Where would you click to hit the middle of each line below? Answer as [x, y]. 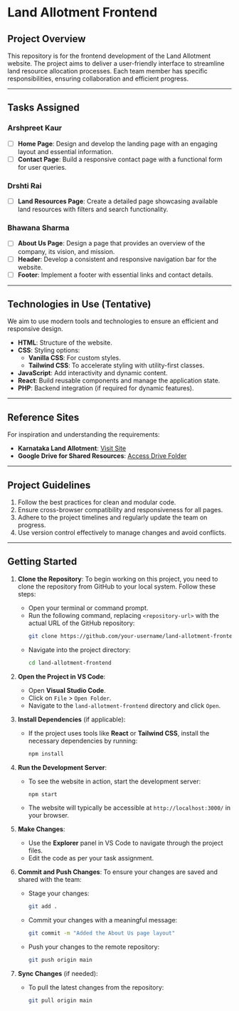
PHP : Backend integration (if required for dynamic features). [106, 388]
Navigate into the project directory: [79, 649]
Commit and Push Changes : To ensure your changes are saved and [118, 872]
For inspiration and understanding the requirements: [84, 435]
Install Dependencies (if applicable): [71, 719]
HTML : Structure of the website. [65, 342]
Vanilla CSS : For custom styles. [74, 358]
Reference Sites [43, 417]
